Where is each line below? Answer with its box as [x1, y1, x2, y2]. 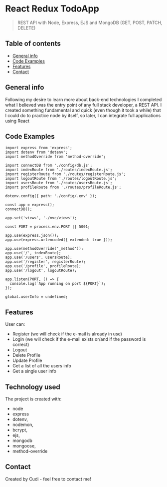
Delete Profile [12, 352, 41, 358]
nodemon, [12, 421, 34, 427]
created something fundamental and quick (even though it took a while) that [5, 107, 161, 113]
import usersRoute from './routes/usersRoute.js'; [5, 181, 113, 186]
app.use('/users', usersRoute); [5, 255, 72, 260]
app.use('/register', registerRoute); [5, 259, 86, 264]
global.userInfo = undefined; [5, 294, 68, 299]
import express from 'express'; [5, 146, 72, 151]
